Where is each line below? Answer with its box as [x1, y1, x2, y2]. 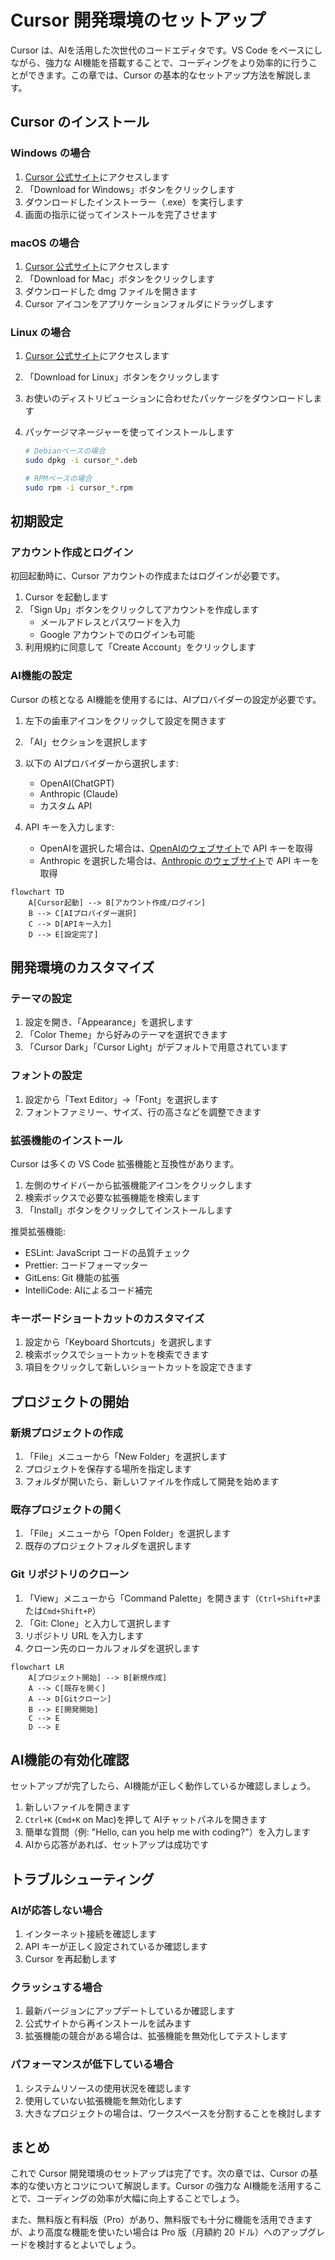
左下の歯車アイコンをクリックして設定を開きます [24, 714, 227, 726]
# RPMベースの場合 [24, 473, 93, 483]
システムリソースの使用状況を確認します [24, 2082, 192, 2094]
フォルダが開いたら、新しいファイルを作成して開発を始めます [24, 1475, 280, 1487]
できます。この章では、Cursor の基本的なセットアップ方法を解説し [27, 69, 303, 81]
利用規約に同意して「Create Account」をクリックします [24, 641, 257, 653]
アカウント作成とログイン [10, 546, 134, 560]
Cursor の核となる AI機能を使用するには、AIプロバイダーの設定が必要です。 [10, 693, 322, 705]
